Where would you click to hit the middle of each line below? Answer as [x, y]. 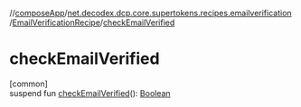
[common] [28, 84]
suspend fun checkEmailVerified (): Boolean [90, 93]
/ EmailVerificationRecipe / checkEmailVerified [92, 22]
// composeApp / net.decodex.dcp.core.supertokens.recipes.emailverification [150, 13]
